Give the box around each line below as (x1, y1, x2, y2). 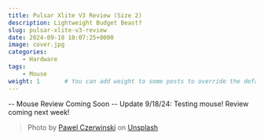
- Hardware (22, 56, 58, 64)
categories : (8, 48, 47, 56)
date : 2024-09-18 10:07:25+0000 (8, 33, 114, 42)
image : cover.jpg (8, 41, 65, 49)
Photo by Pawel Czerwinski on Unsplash (27, 123, 159, 132)
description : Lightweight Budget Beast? (8, 19, 143, 27)
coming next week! (8, 107, 70, 116)
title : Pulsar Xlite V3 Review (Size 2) (8, 11, 143, 20)
